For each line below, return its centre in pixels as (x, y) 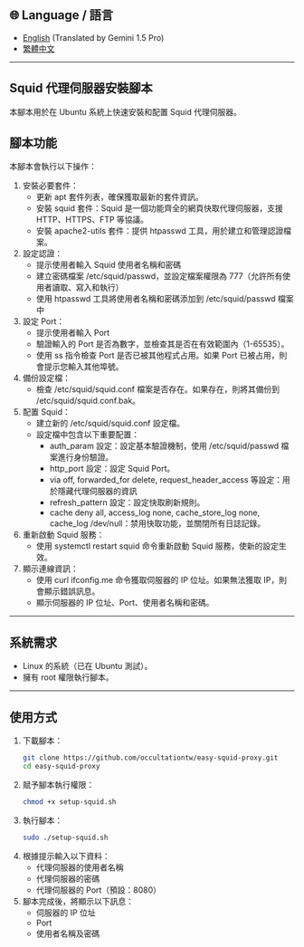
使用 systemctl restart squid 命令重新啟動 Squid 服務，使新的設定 (157, 546)
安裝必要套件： (50, 186)
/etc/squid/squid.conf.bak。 (88, 401)
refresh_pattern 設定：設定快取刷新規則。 (127, 502)
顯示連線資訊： (50, 569)
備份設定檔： (46, 378)
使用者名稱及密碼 (68, 933)
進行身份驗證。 (85, 457)
